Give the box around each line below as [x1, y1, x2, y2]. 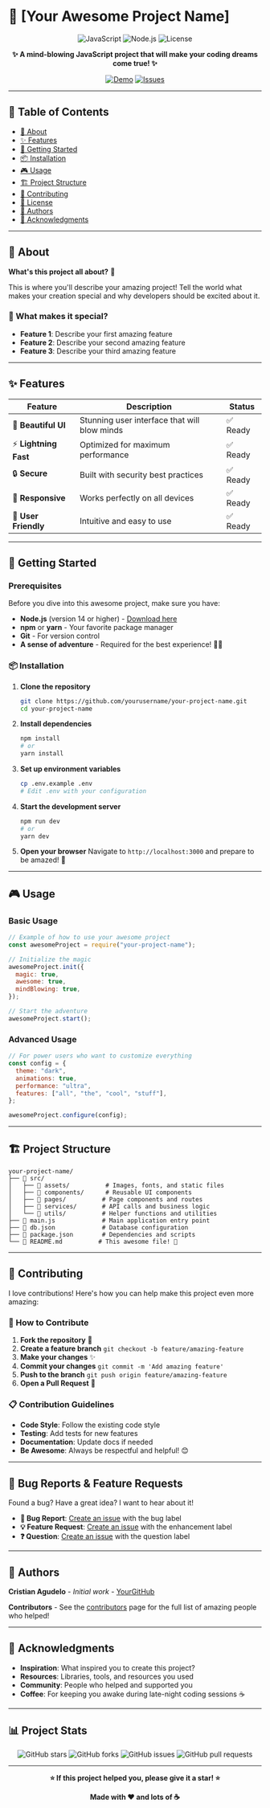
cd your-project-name [19, 705, 92, 713]
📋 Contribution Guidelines [8, 1398, 115, 1409]
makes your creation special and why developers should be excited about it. [8, 291, 260, 301]
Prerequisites [8, 580, 62, 591]
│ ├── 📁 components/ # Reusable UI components [8, 1188, 193, 1196]
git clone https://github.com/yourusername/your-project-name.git [19, 697, 247, 706]
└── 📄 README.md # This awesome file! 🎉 [8, 1237, 178, 1246]
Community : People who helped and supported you [19, 1679, 193, 1690]
